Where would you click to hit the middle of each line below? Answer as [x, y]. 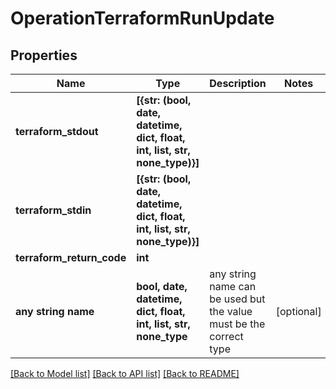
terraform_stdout [57, 131]
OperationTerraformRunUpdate [142, 18]
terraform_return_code [71, 257]
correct [226, 336]
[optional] [298, 311]
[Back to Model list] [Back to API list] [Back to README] [125, 373]
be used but [237, 299]
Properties [44, 55]
